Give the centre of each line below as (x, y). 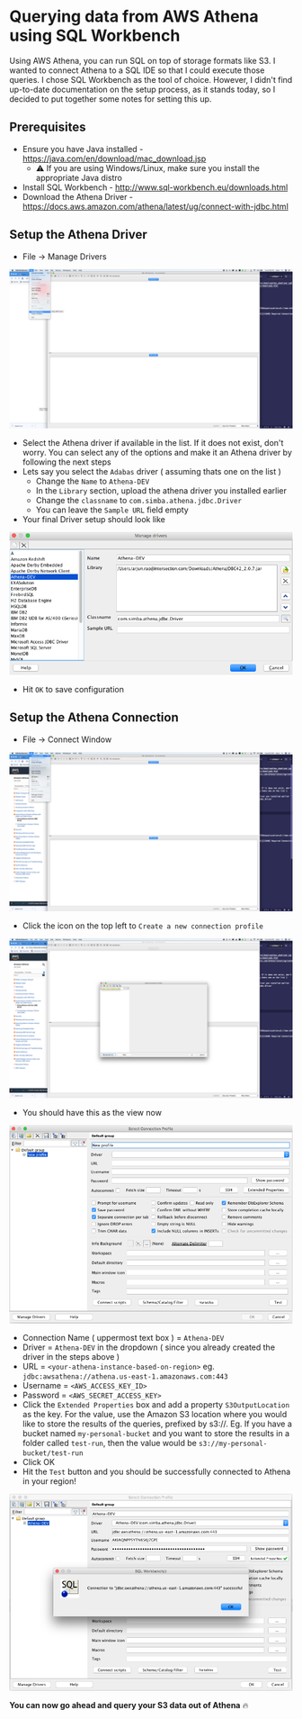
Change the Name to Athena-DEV (93, 481)
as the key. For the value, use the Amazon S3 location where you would (155, 1414)
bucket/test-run (53, 1453)
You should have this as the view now (92, 1112)
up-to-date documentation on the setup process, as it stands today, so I (142, 89)
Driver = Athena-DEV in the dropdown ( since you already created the (149, 1347)
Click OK (39, 1461)
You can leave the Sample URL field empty (112, 510)
